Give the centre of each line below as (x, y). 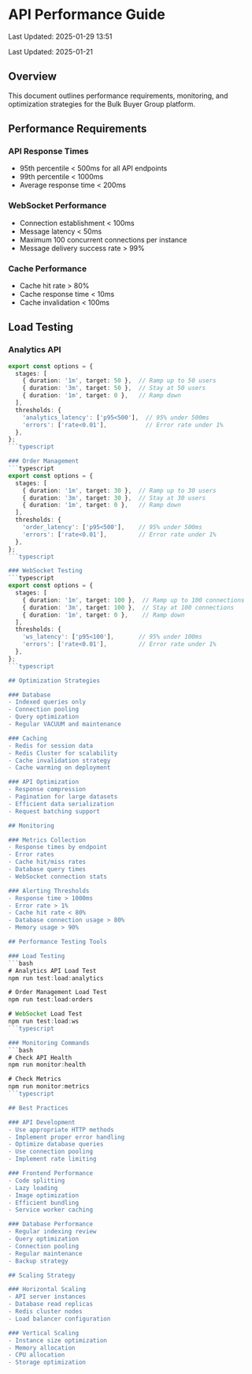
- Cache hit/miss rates (47, 862)
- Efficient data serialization (61, 804)
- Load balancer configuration (59, 1319)
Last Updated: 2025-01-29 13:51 (60, 36)
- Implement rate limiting (52, 1159)
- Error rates (31, 854)
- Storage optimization (47, 1363)
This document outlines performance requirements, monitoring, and (118, 96)
